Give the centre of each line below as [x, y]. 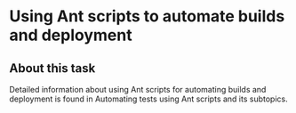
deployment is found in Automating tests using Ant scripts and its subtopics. [148, 99]
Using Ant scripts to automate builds [147, 16]
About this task [52, 68]
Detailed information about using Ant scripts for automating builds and [138, 89]
